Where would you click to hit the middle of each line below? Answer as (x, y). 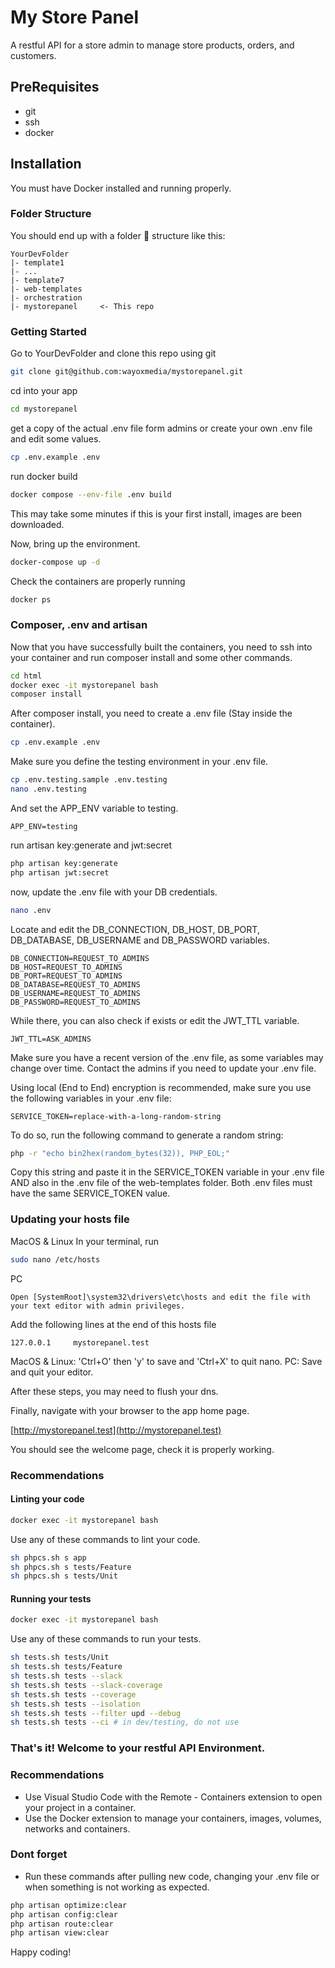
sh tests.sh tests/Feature (66, 1667)
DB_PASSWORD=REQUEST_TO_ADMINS (75, 1002)
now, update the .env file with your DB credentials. (114, 892)
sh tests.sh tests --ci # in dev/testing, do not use (125, 1722)
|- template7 (37, 280)
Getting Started (48, 331)
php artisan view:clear (60, 1933)
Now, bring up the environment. (75, 543)
